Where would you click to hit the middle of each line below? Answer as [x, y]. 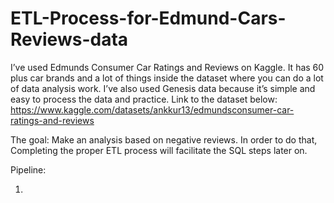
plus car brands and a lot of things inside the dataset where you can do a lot [167, 78]
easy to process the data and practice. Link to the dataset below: [144, 99]
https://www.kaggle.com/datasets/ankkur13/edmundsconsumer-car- [152, 109]
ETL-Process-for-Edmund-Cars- [148, 18]
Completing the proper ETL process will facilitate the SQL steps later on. [159, 150]
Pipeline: [28, 169]
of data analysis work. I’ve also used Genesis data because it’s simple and [163, 88]
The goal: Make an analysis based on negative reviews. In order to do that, [164, 139]
